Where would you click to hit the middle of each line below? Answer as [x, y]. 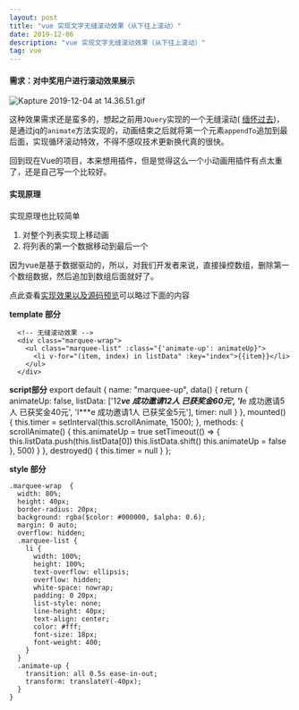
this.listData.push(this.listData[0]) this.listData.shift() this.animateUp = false [148, 441]
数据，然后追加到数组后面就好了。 [95, 276]
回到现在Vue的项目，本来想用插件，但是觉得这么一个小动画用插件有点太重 [146, 161]
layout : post [34, 17]
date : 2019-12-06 [42, 34]
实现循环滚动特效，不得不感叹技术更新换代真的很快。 [131, 142]
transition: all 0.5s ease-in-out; [92, 673]
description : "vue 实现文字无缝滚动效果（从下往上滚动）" [107, 42]
